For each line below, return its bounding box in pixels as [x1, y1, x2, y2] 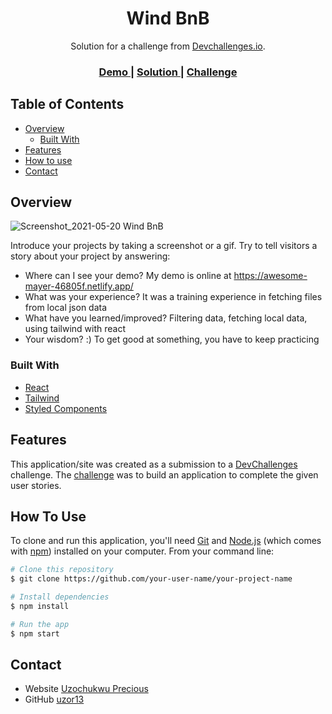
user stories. [10, 479, 62, 491]
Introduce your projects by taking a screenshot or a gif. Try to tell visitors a [10, 240, 318, 252]
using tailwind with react [24, 323, 126, 335]
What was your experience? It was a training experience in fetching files [24, 291, 323, 303]
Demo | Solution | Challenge [98, 65, 238, 79]
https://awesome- [233, 270, 308, 282]
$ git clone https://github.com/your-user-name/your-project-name [10, 574, 293, 584]
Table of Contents [10, 96, 125, 113]
